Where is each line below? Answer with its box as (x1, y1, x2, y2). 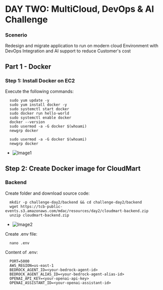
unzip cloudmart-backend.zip (9, 212, 69, 218)
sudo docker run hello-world (9, 111, 69, 116)
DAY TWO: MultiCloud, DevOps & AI (5, 3, 154, 15)
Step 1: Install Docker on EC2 (5, 77, 75, 84)
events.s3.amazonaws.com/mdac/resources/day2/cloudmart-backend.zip (5, 208, 149, 213)
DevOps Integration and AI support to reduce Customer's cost (5, 48, 131, 54)
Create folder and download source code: (5, 190, 90, 196)
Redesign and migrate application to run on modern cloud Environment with (5, 43, 159, 49)
